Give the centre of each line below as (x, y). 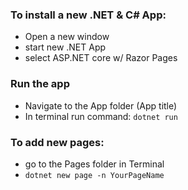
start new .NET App (65, 47)
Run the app (40, 84)
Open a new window (67, 37)
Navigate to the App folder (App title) (101, 105)
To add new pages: (57, 142)
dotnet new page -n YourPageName (94, 175)
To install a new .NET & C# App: (88, 15)
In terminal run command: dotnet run (101, 116)
